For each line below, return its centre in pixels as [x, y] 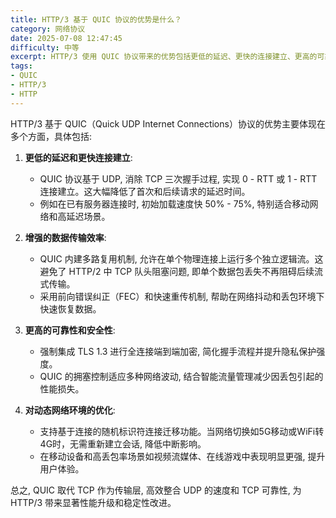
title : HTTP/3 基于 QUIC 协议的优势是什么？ [96, 19]
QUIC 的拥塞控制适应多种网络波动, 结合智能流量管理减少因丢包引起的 [181, 376]
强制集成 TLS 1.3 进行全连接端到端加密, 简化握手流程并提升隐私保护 [178, 351]
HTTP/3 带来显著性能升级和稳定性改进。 [93, 502]
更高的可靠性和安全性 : [70, 330]
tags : [21, 66]
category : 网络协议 [48, 29]
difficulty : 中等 [45, 47]
